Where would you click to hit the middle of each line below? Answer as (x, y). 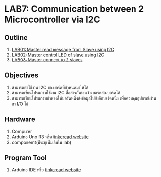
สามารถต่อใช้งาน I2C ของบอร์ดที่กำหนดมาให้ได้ (50, 87)
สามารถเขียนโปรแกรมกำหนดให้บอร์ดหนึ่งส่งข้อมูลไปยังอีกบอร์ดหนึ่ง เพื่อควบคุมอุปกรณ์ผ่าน (84, 98)
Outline (16, 38)
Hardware (20, 120)
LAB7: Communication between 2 (74, 9)
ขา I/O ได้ (20, 104)
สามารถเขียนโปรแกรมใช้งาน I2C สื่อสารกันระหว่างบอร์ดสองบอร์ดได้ (66, 92)
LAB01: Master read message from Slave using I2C (63, 49)
